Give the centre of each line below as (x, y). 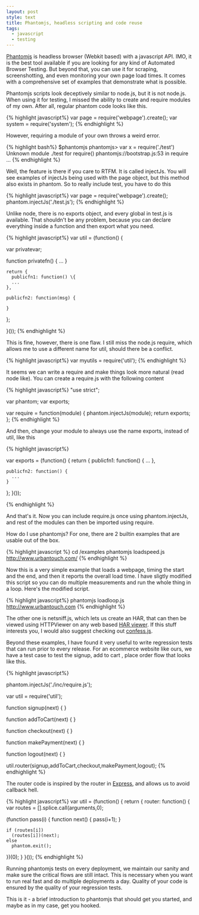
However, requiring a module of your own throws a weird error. (83, 135)
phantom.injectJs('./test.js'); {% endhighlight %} (65, 202)
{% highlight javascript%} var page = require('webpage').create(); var (92, 118)
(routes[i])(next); (36, 836)
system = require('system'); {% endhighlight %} (65, 124)
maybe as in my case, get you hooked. (54, 905)
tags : (13, 28)
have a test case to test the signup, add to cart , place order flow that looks (98, 655)
